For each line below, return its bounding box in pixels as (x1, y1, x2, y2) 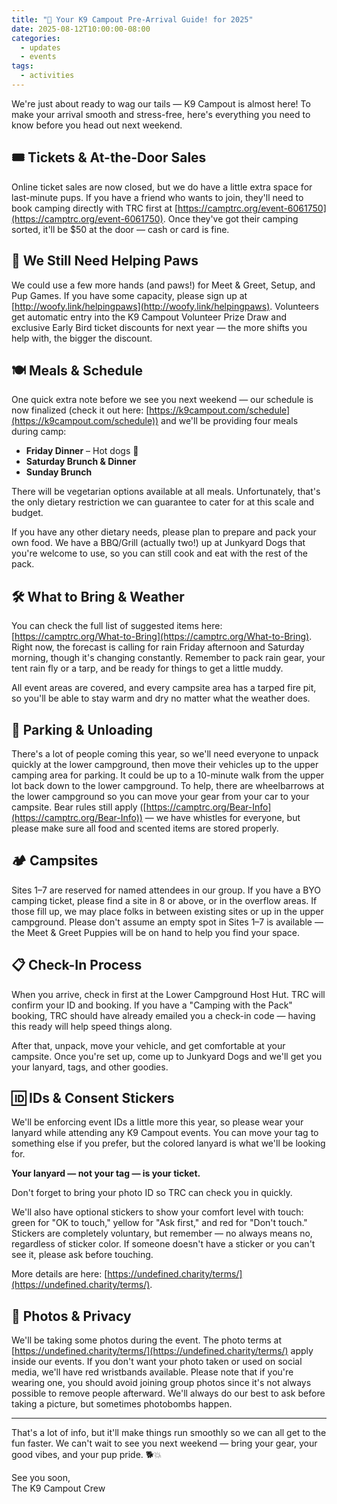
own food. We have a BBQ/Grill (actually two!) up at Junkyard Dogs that (11, 537, 306, 549)
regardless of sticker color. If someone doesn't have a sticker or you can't (11, 1238, 316, 1250)
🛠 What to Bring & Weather (11, 588, 185, 605)
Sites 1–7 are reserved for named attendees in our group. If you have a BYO (11, 884, 322, 896)
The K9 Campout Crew (11, 1482, 106, 1495)
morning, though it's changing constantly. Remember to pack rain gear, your (11, 652, 326, 664)
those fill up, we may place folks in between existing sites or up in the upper (11, 905, 324, 917)
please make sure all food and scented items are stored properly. (11, 822, 279, 834)
